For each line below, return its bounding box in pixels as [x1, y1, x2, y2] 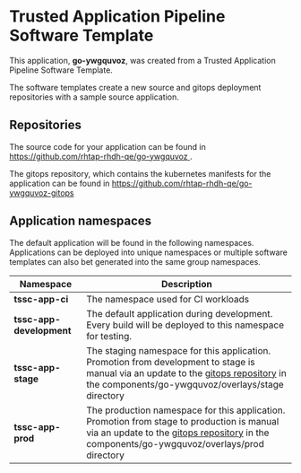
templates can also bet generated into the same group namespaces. [9, 256, 262, 267]
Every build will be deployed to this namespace [86, 319, 285, 331]
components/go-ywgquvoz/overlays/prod [86, 437, 264, 450]
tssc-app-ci [13, 293, 69, 305]
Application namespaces [9, 214, 152, 229]
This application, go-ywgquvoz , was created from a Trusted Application [9, 55, 276, 66]
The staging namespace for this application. [86, 344, 271, 356]
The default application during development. [86, 307, 273, 320]
